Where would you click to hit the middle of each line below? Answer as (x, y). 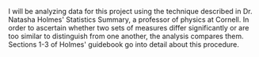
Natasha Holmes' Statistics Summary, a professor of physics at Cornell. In (129, 20)
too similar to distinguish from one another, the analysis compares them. (126, 36)
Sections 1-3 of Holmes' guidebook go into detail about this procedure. (124, 45)
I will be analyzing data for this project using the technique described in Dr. (130, 11)
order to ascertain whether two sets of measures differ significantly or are (129, 28)
